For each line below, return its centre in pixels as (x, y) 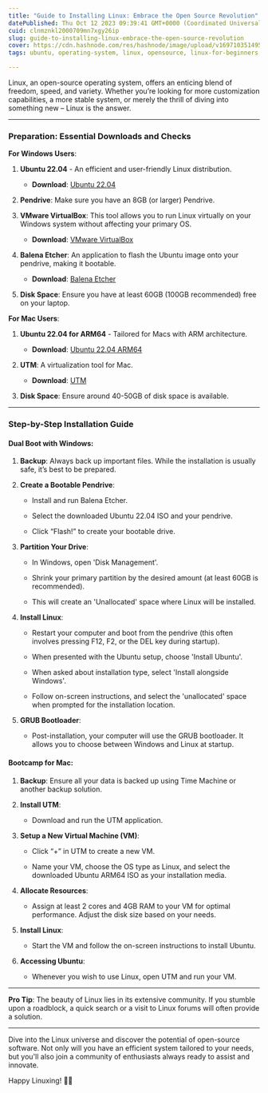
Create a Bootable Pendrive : (67, 485)
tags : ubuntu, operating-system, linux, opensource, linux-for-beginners (134, 53)
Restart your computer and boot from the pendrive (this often (132, 633)
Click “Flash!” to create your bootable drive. (103, 532)
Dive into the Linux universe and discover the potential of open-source (124, 1039)
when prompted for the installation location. (103, 705)
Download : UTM (59, 381)
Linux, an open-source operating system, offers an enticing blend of (120, 82)
